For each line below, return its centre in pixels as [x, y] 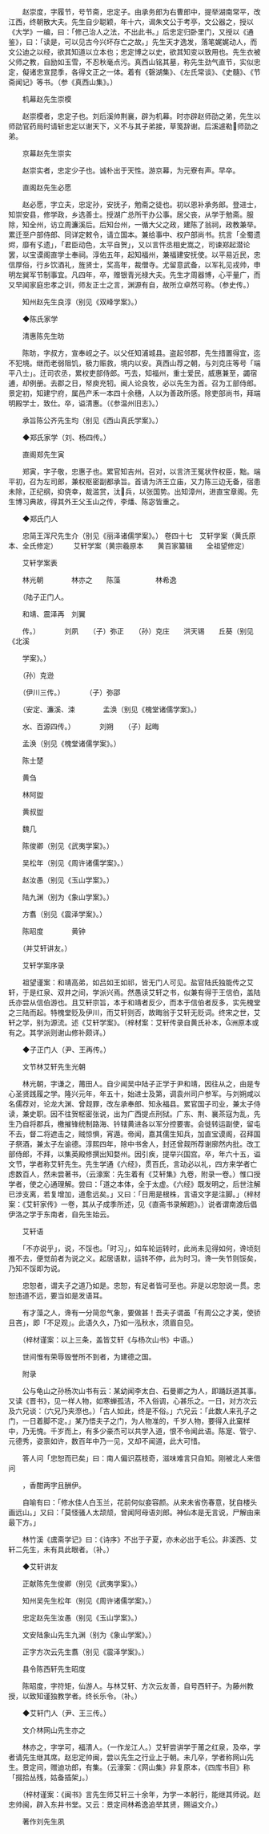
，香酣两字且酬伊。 [54, 1485]
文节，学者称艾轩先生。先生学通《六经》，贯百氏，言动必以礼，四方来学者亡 [133, 1164]
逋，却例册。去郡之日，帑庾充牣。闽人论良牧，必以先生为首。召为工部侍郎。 [134, 383]
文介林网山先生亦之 [54, 1730]
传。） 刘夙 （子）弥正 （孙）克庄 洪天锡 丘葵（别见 [138, 631]
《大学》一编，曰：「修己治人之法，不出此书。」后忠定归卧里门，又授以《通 [131, 32]
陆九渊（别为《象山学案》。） [68, 897]
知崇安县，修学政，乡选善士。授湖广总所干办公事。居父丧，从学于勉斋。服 [131, 214]
